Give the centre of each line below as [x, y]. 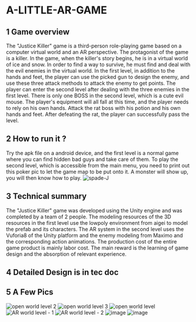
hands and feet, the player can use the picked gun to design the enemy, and [98, 77]
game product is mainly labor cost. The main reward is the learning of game [97, 248]
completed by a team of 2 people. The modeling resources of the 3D [89, 217]
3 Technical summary [46, 196]
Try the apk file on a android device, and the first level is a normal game [92, 153]
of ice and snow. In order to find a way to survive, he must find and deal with [98, 64]
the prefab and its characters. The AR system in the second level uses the [95, 229]
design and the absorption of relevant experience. [66, 254]
